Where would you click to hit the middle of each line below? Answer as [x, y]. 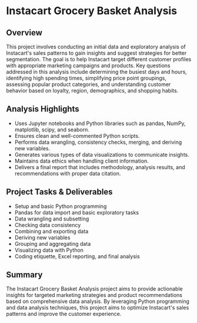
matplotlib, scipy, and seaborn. [52, 129]
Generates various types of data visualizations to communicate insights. [102, 154]
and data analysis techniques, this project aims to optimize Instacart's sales [98, 308]
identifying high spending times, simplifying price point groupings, [86, 78]
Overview [24, 33]
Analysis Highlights [43, 109]
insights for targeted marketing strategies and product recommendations [94, 295]
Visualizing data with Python [49, 250]
